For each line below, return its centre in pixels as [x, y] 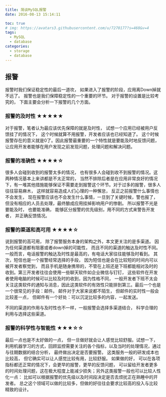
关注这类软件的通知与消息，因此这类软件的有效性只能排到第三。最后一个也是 [83, 285]
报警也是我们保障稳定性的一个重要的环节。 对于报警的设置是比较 [89, 96]
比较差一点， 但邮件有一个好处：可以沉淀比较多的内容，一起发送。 [73, 297]
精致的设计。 [18, 389]
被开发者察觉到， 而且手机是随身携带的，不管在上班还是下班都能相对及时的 [82, 266]
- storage [20, 51]
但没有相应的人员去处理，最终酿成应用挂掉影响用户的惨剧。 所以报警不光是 [82, 203]
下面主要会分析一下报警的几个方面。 [56, 102]
